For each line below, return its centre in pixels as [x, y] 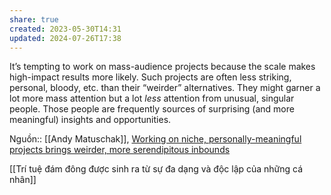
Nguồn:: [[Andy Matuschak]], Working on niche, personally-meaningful [155, 139]
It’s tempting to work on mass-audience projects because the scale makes [162, 67]
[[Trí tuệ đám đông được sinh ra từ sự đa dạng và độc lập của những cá [156, 169]
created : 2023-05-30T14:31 [65, 29]
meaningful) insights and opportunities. [90, 120]
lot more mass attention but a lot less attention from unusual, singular [152, 98]
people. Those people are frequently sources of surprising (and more [152, 109]
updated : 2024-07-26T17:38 [65, 38]
